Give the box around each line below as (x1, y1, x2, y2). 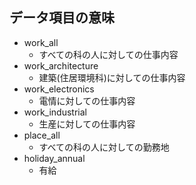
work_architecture (23, 59, 99, 72)
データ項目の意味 (9, 9, 115, 27)
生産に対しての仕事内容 (38, 118, 136, 130)
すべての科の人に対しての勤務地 (38, 141, 170, 153)
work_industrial (23, 106, 87, 118)
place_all (23, 129, 61, 141)
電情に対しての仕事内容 (38, 94, 136, 107)
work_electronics (23, 83, 95, 95)
